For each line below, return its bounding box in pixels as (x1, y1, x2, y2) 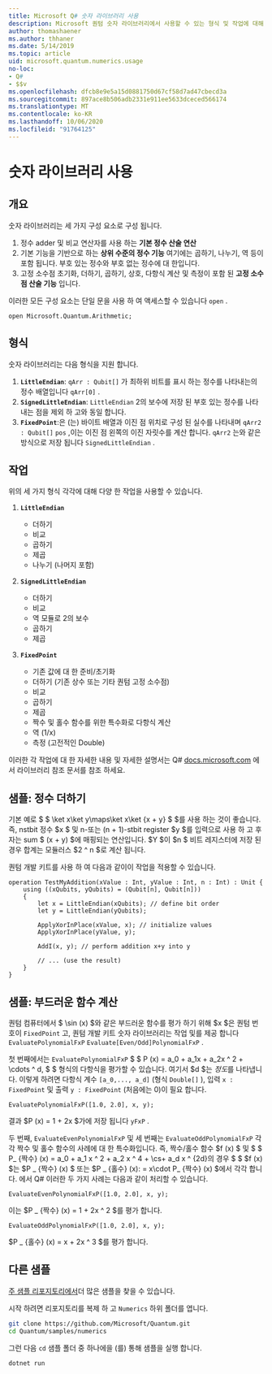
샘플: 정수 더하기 (8, 791, 87, 805)
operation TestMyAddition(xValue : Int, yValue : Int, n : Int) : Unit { (8, 878, 264, 886)
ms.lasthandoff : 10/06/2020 (8, 118, 104, 126)
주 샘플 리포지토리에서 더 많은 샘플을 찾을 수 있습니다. (8, 1285, 175, 1296)
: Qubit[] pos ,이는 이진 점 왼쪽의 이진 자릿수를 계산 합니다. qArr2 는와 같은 (19, 427, 261, 437)
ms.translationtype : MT (8, 102, 89, 111)
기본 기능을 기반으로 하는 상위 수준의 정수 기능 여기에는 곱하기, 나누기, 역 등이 (19, 248, 264, 258)
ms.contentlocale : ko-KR (8, 111, 93, 119)
